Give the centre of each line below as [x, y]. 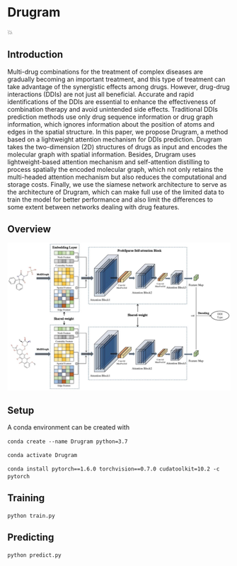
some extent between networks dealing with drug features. [93, 207]
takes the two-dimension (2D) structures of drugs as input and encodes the [117, 146]
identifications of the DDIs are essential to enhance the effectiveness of [112, 102]
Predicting [31, 537]
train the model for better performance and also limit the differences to [110, 200]
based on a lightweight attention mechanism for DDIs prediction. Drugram [115, 139]
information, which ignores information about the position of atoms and [111, 124]
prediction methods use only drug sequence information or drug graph [110, 117]
